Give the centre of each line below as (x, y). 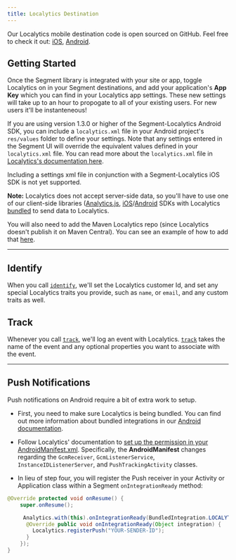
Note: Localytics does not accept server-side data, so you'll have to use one (118, 196)
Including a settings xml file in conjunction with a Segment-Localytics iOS (113, 175)
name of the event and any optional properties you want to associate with (113, 347)
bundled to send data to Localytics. (58, 211)
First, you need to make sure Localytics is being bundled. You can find (119, 413)
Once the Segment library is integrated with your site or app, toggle (105, 80)
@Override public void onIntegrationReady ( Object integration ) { (123, 524)
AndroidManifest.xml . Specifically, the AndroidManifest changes (112, 449)
